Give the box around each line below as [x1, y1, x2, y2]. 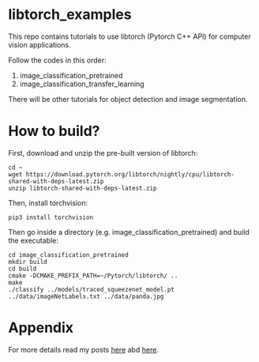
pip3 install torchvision [8, 213, 93, 221]
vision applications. [8, 40, 71, 49]
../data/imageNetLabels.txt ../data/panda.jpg [8, 292, 164, 300]
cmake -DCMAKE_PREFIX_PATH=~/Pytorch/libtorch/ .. [8, 271, 178, 280]
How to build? [8, 123, 100, 140]
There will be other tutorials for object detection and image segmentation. [8, 94, 248, 104]
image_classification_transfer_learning [19, 79, 145, 89]
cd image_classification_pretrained [8, 251, 129, 258]
